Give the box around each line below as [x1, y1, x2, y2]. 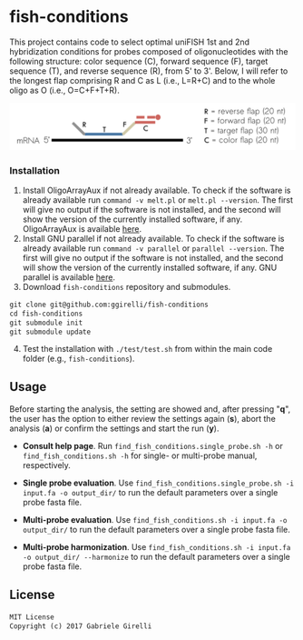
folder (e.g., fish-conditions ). [22, 353, 135, 364]
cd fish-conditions [9, 309, 83, 318]
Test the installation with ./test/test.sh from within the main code [22, 343, 273, 354]
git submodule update [9, 327, 92, 336]
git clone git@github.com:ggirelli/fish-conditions [9, 300, 209, 309]
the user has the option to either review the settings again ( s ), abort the [9, 413, 277, 424]
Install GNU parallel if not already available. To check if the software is [22, 233, 285, 244]
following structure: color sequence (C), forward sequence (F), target [9, 55, 269, 66]
